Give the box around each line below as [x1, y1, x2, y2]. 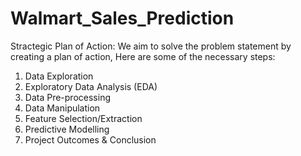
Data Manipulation [24, 102, 101, 114]
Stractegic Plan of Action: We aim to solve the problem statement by [10, 40, 292, 52]
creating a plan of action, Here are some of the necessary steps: [10, 50, 276, 62]
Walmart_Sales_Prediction [10, 7, 235, 30]
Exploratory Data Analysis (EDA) [24, 80, 158, 92]
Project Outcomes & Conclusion [24, 133, 157, 146]
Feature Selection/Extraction [24, 112, 143, 124]
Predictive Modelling [24, 123, 110, 135]
